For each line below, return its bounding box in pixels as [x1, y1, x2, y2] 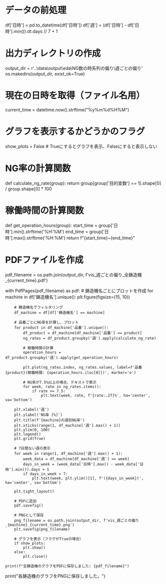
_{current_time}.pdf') [5, 277, 48, 283]
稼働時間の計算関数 [5, 204, 84, 216]
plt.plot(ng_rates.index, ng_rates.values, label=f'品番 [23, 364, 143, 370]
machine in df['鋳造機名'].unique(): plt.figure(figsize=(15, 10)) [5, 293, 131, 300]
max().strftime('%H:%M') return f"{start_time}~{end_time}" [13, 234, 136, 240]
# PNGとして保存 [14, 512, 44, 517]
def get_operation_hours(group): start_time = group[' [5, 222, 114, 228]
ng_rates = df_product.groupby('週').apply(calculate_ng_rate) [23, 335, 157, 340]
